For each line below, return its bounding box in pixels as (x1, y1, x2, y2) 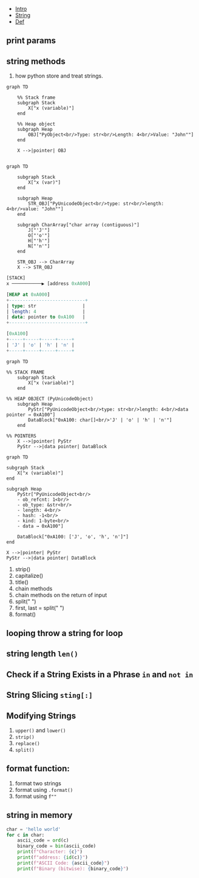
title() (15, 578, 29, 586)
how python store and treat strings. (15, 72, 103, 79)
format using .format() (15, 786, 73, 793)
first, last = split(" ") (15, 604, 65, 611)
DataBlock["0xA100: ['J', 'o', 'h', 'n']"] (17, 534, 129, 540)
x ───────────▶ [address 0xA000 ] (6, 281, 91, 287)
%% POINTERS (6, 433, 36, 439)
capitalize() (15, 572, 44, 579)
